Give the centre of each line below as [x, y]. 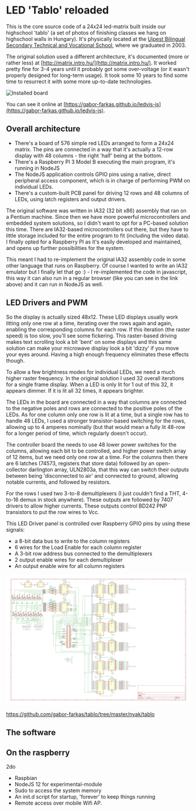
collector [17, 469]
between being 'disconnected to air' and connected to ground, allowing [92, 475]
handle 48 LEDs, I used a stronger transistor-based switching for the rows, [96, 421]
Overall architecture [43, 129]
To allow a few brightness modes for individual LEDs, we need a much [91, 372]
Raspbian [26, 778]
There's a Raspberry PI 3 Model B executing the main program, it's [95, 161]
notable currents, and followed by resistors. [59, 482]
